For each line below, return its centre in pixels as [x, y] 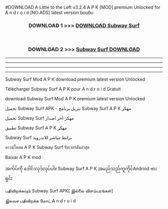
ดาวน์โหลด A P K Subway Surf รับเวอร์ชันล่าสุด [47, 147]
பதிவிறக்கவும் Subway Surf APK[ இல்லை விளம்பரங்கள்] [59, 190]
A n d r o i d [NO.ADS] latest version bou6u [49, 13]
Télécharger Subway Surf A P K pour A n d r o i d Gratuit [63, 89]
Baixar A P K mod [23, 157]
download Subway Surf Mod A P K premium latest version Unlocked [75, 98]
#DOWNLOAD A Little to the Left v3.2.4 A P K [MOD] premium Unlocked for [83, 7]
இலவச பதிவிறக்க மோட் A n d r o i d [40, 200]
